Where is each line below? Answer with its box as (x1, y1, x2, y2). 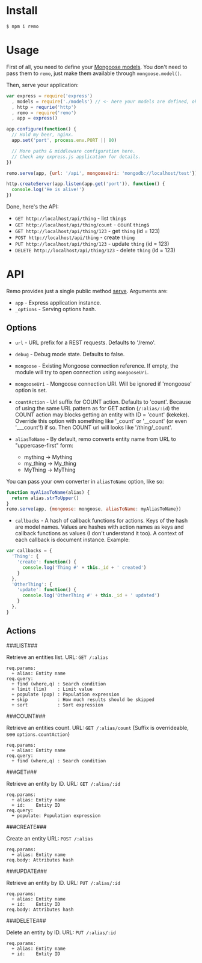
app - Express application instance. (14, 299, 102, 306)
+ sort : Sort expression (11, 702, 103, 708)
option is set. (14, 386, 47, 393)
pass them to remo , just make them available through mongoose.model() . (6, 70, 182, 77)
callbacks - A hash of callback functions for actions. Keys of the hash (14, 517, 188, 524)
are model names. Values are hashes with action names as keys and (14, 523, 185, 530)
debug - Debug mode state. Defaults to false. (14, 350, 125, 357)
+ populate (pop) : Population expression (11, 691, 120, 697)
